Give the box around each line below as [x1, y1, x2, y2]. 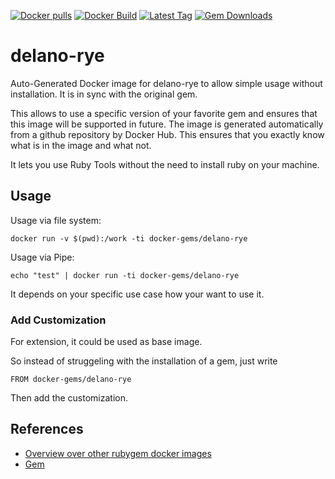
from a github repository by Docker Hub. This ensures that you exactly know [10, 128, 325, 140]
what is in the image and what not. [10, 139, 152, 151]
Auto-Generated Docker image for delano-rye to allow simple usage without [10, 77, 323, 89]
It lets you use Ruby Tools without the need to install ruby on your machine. [10, 158, 320, 170]
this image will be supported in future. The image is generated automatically [10, 118, 324, 130]
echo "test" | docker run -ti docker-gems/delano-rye [10, 270, 240, 280]
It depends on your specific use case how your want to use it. [10, 288, 265, 300]
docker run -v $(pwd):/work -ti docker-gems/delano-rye [10, 233, 248, 244]
